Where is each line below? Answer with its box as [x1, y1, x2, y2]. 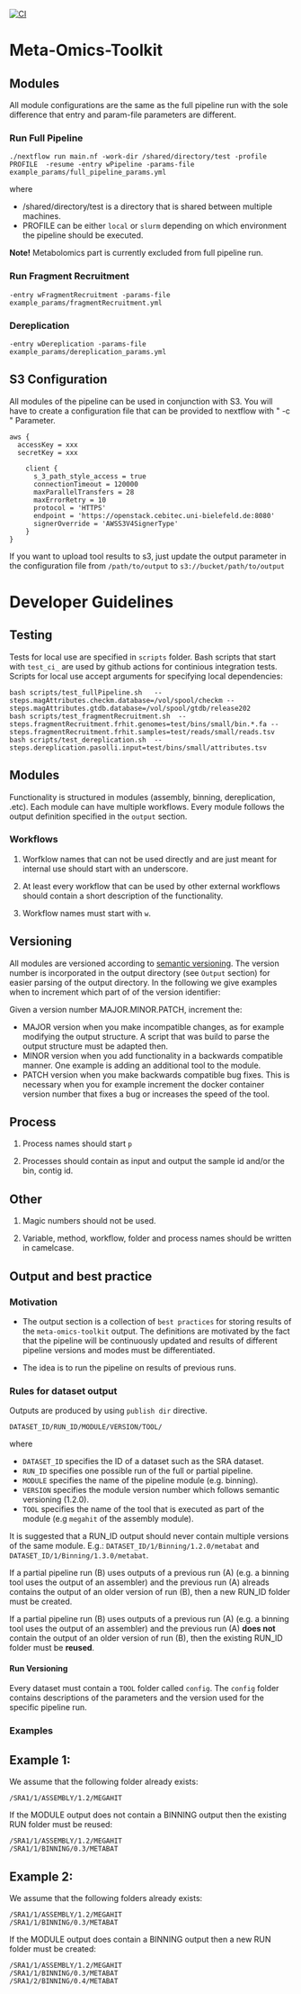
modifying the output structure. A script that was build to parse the [22, 1031, 270, 1042]
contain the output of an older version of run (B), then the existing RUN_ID [9, 1633, 283, 1643]
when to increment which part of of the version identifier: [9, 987, 221, 997]
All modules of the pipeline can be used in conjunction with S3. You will [9, 396, 273, 406]
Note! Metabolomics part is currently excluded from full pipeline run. [9, 248, 263, 259]
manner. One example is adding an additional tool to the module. [22, 1060, 261, 1070]
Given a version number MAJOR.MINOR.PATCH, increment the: [9, 1004, 243, 1015]
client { [25, 464, 58, 473]
